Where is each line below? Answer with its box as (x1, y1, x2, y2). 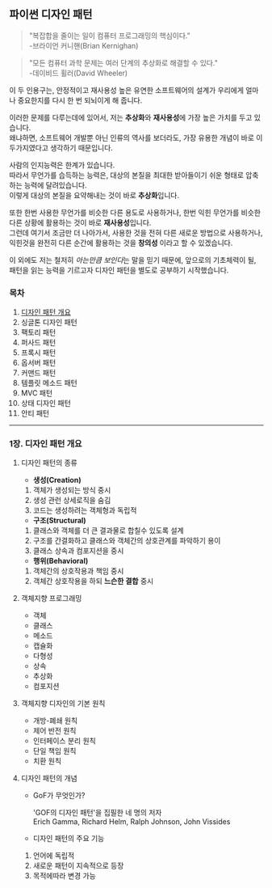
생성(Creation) (32, 476, 82, 485)
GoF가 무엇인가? (32, 791, 86, 801)
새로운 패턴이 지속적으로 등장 (32, 861, 124, 871)
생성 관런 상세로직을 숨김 (32, 496, 111, 505)
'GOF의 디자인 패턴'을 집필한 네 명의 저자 (32, 808, 162, 818)
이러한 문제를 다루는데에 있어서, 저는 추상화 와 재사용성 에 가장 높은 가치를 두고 (9, 112, 253, 122)
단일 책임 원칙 (32, 746, 77, 756)
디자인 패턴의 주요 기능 (32, 834, 105, 844)
